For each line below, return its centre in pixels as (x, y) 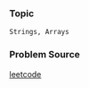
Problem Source (44, 55)
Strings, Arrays (39, 32)
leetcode (25, 74)
